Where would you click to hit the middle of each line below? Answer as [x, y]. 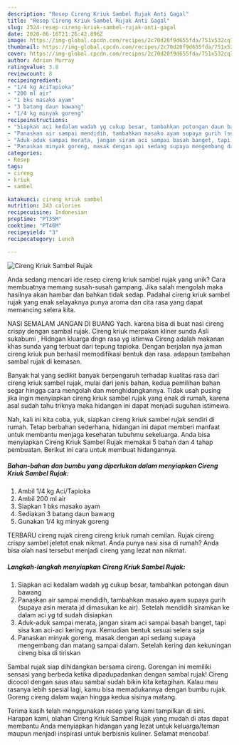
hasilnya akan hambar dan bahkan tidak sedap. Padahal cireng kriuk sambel [118, 294]
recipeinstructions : [38, 120]
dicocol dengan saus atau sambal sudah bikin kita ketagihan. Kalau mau [113, 682]
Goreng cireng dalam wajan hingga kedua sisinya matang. [92, 697]
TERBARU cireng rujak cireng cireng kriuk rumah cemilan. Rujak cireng [111, 535]
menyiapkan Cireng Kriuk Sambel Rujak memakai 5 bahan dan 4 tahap [110, 442]
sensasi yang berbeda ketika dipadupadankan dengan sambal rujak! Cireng [118, 674]
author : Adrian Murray [41, 61]
